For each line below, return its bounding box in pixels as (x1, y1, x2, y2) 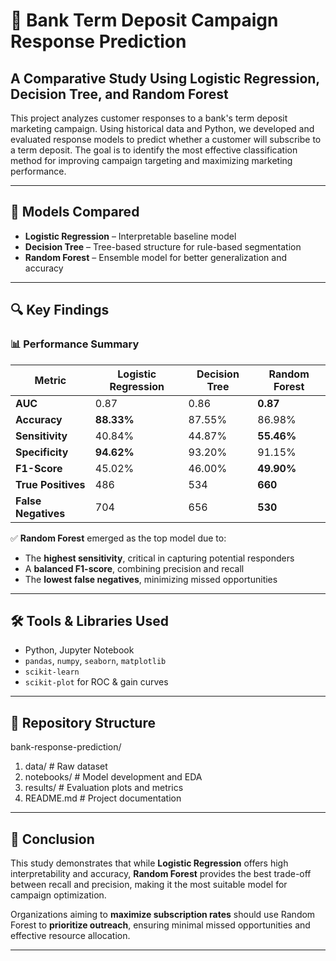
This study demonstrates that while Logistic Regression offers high (10, 857, 289, 869)
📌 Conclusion (10, 830, 95, 848)
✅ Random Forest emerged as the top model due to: (10, 532, 227, 544)
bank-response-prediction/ (10, 741, 122, 753)
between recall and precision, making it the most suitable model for (10, 878, 288, 890)
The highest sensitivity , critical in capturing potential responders (24, 552, 295, 564)
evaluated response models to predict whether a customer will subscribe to (10, 134, 322, 145)
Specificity (15, 445, 69, 459)
